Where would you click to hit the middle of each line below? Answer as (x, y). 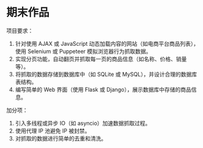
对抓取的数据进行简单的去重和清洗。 (61, 138)
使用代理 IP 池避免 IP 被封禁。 (53, 131)
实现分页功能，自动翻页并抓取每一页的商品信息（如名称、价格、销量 (101, 59)
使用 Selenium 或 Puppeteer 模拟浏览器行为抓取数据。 (83, 51)
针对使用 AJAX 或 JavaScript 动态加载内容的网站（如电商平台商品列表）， (107, 43)
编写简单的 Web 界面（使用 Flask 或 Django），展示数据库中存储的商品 (103, 89)
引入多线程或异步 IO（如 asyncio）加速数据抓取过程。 (83, 123)
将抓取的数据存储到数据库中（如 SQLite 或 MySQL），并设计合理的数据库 (106, 74)
